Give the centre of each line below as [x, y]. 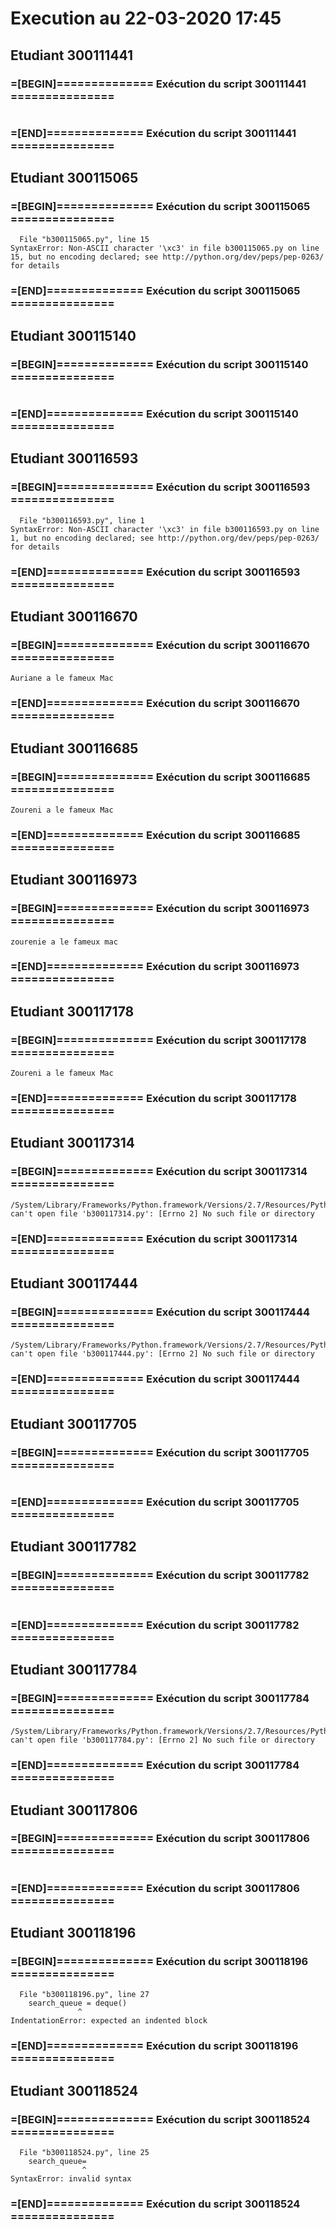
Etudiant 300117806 [74, 1810]
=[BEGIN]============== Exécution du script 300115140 [159, 364]
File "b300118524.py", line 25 [84, 2153]
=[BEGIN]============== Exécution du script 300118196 [159, 1962]
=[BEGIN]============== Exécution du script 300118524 [160, 2119]
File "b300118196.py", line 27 [84, 1995]
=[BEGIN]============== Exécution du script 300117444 [160, 1312]
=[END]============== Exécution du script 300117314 [154, 1239]
